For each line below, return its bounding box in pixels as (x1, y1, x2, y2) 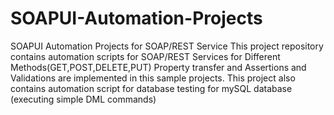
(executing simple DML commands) (10, 93, 157, 105)
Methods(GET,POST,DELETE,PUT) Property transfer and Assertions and (10, 61, 307, 73)
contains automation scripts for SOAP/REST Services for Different (10, 50, 281, 62)
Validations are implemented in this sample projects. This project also (10, 72, 296, 84)
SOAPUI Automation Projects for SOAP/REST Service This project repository (10, 40, 324, 52)
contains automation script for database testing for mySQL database (10, 82, 293, 94)
